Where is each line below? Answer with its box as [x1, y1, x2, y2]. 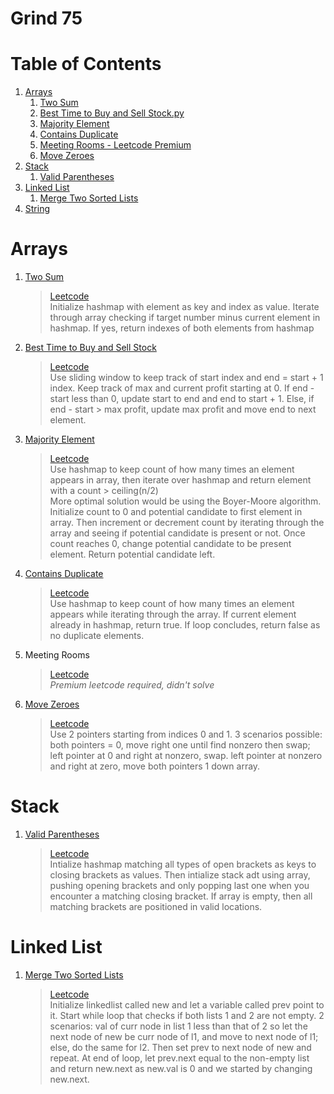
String [24, 203, 51, 215]
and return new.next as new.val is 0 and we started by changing [49, 1062, 313, 1074]
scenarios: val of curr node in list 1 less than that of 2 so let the [49, 1020, 308, 1032]
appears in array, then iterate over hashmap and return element [49, 474, 312, 486]
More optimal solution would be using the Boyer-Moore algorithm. [49, 495, 322, 507]
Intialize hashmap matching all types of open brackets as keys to [49, 858, 317, 870]
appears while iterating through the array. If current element [49, 608, 297, 621]
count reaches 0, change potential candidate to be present [49, 538, 292, 550]
